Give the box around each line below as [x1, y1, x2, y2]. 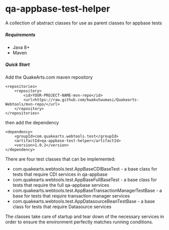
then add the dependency [5, 119, 59, 125]
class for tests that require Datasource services [12, 204, 112, 210]
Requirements [5, 31, 35, 38]
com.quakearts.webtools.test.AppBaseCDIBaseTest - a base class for [12, 166, 158, 172]
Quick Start [5, 61, 30, 68]
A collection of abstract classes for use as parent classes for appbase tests [5, 20, 162, 26]
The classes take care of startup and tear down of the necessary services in [5, 213, 164, 219]
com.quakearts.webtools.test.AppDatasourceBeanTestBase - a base [12, 198, 155, 204]
